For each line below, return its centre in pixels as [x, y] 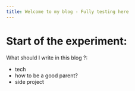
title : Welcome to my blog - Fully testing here [67, 12]
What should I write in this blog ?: [47, 58]
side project [29, 81]
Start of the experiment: [67, 41]
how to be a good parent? [46, 76]
